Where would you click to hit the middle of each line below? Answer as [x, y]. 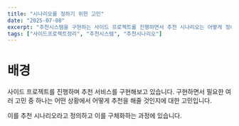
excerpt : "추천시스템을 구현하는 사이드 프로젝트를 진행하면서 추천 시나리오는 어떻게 [115, 27]
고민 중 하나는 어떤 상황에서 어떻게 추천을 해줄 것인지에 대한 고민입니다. [113, 101]
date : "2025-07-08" [36, 21]
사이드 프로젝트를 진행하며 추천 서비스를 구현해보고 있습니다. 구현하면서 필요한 [116, 92]
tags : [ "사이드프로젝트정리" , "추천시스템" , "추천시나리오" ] [85, 34]
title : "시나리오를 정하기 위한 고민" [56, 14]
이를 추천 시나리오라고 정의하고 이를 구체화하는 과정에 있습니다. [95, 116]
